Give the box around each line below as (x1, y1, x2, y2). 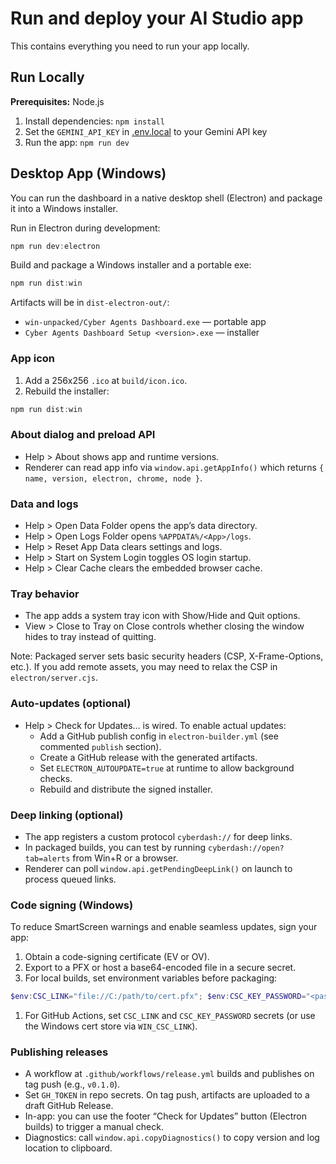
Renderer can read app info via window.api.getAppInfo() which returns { (24, 461, 325, 473)
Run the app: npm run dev (24, 136, 130, 148)
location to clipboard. (24, 1142, 113, 1154)
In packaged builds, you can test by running (24, 841, 207, 853)
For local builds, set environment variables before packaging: (24, 972, 278, 984)
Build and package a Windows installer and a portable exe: (10, 259, 252, 271)
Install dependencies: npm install (24, 115, 165, 127)
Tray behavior (10, 587, 80, 601)
